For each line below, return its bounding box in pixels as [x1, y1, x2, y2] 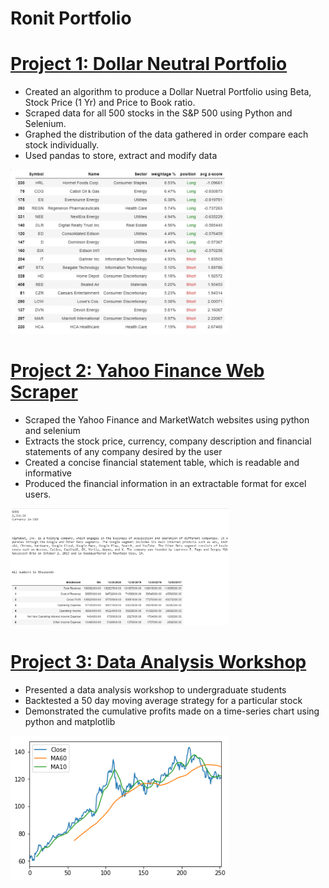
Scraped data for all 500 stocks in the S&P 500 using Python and [24, 107, 293, 119]
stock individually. [24, 139, 100, 151]
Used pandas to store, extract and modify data [24, 150, 218, 162]
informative [24, 467, 72, 479]
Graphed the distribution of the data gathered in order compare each [24, 128, 309, 141]
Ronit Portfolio [10, 7, 132, 30]
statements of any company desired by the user [24, 446, 223, 458]
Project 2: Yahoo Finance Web [10, 360, 265, 382]
